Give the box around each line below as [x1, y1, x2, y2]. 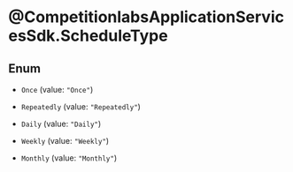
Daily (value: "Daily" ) [20, 118, 102, 129]
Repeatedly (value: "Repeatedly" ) [20, 101, 141, 112]
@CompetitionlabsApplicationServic [8, 7, 285, 27]
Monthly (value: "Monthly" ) [20, 153, 117, 163]
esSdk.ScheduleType [8, 26, 169, 46]
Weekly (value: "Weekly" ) [20, 136, 110, 146]
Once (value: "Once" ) [20, 85, 94, 94]
